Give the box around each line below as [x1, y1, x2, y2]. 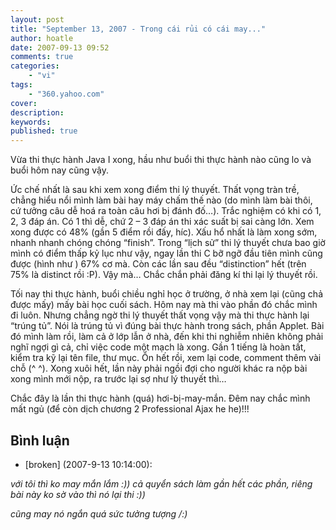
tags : [10, 80, 33, 90]
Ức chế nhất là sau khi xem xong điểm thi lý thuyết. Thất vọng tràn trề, [10, 184, 300, 196]
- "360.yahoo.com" [28, 89, 105, 99]
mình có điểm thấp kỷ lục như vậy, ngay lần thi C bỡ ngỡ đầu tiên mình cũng [10, 247, 323, 260]
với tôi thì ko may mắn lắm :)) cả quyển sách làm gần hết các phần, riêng [10, 477, 313, 490]
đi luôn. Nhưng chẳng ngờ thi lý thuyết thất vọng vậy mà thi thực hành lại [10, 309, 310, 321]
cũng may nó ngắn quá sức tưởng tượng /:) [10, 507, 188, 520]
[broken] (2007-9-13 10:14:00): [24, 458, 153, 470]
